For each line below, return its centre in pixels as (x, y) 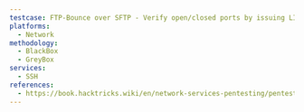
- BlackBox (38, 51)
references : (32, 85)
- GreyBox (36, 60)
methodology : (34, 43)
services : (28, 69)
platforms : (30, 26)
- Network (36, 34)
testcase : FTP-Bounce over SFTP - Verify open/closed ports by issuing (147, 18)
